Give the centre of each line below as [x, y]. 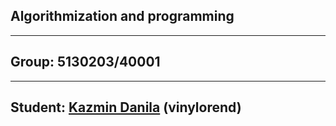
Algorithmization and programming [122, 16]
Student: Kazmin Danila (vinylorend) [126, 107]
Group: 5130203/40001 [85, 62]
